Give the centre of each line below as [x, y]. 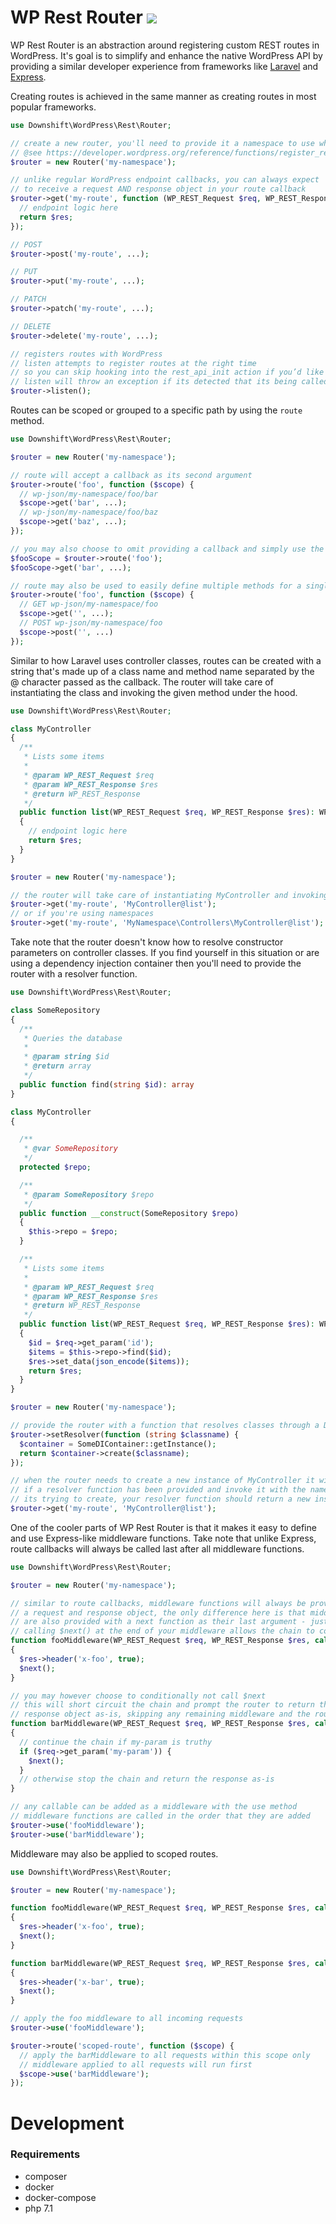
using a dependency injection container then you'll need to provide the [156, 963]
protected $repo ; [55, 1167]
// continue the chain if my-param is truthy [116, 1742]
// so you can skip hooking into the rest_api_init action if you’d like [167, 372]
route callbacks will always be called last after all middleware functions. [157, 1548]
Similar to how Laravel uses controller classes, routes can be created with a [166, 660]
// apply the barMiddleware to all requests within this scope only [165, 2055]
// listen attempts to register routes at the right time [133, 363]
